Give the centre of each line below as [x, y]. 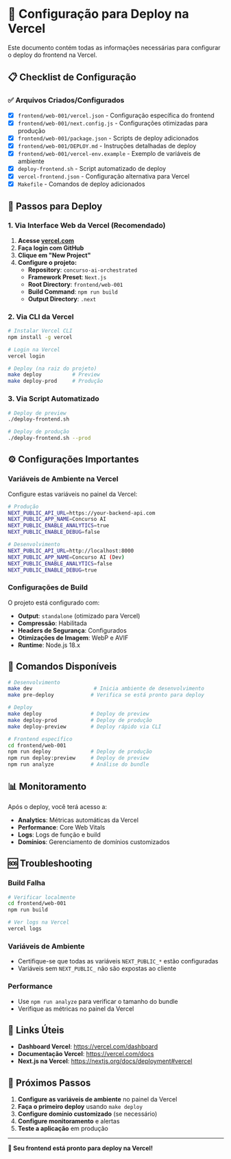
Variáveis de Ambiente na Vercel [63, 479]
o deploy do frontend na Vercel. [52, 55]
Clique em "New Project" [54, 255]
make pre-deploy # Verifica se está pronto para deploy [106, 695]
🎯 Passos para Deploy [55, 206]
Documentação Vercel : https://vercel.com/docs [86, 1054]
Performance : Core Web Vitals [61, 827]
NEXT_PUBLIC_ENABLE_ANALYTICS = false [60, 563]
